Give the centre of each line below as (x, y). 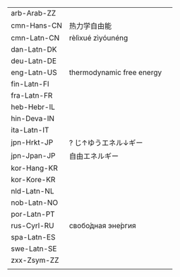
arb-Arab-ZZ (34, 13)
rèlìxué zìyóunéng (98, 38)
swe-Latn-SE (34, 249)
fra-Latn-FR (32, 95)
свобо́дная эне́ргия (102, 226)
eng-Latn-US (34, 72)
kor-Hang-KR (34, 168)
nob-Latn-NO (35, 203)
